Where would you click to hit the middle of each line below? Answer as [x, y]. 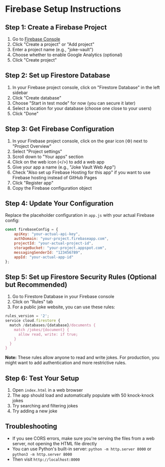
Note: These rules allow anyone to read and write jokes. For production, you [82, 358]
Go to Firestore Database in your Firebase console [63, 297]
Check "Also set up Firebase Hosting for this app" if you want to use [81, 172]
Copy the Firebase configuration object [52, 188]
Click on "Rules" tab [33, 302]
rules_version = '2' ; [27, 316]
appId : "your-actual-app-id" [44, 257]
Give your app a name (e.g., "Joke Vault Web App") [64, 167]
